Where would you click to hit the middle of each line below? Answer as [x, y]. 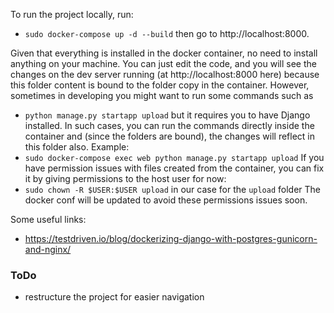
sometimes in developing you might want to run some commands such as [162, 95]
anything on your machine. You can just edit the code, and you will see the [163, 63]
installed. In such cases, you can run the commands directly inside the [169, 125]
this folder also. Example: [77, 147]
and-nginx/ [48, 249]
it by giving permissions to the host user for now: [125, 178]
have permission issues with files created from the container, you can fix [174, 168]
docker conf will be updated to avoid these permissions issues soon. [166, 200]
